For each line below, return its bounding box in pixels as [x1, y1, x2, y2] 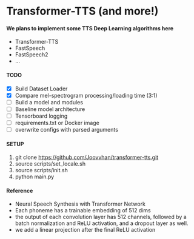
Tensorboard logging [15, 112, 68, 119]
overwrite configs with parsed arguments [15, 126, 118, 133]
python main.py [15, 173, 55, 180]
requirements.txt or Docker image [15, 119, 100, 126]
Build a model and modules [15, 98, 84, 106]
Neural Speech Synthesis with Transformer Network [15, 200, 145, 207]
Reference [6, 187, 33, 194]
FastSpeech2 [15, 51, 48, 58]
